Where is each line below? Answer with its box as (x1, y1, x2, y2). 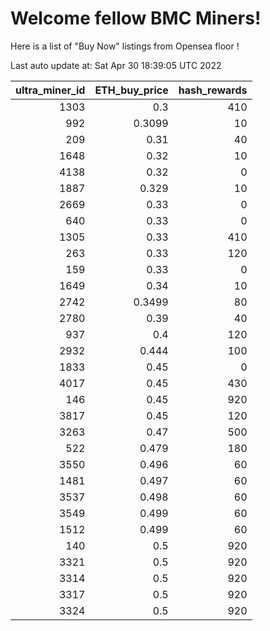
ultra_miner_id (15, 83, 86, 97)
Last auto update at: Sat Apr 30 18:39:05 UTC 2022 (10, 59, 222, 71)
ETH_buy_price (94, 83, 169, 97)
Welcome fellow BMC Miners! (10, 7, 262, 30)
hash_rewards (178, 83, 248, 97)
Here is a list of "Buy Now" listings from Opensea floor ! (10, 40, 240, 52)
